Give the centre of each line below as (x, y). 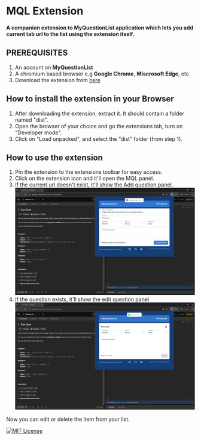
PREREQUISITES (37, 53)
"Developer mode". (38, 132)
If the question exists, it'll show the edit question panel (82, 299)
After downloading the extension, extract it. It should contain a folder (99, 113)
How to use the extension (55, 157)
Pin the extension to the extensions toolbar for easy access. (89, 172)
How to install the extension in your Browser (90, 99)
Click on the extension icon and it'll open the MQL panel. (84, 179)
